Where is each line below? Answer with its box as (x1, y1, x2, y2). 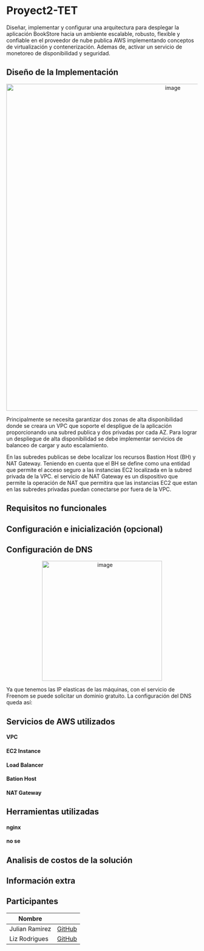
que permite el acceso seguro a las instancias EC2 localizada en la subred (6, 466, 192, 473)
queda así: (6, 699, 33, 706)
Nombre (18, 914, 42, 922)
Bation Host (6, 775, 36, 783)
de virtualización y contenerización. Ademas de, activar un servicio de (6, 43, 182, 50)
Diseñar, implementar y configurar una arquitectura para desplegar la (6, 24, 179, 31)
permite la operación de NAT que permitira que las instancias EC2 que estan (6, 479, 197, 486)
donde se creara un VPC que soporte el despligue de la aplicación (6, 422, 172, 429)
